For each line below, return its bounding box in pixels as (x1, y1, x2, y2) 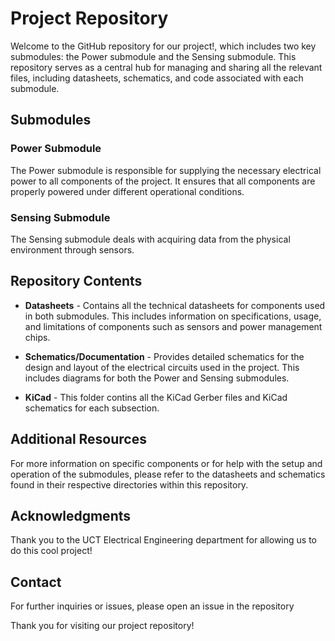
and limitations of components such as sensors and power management (24, 320, 323, 332)
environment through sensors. (10, 243, 135, 256)
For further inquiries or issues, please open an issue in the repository (10, 600, 295, 612)
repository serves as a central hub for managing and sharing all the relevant (10, 61, 323, 73)
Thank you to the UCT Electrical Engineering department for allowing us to (10, 534, 317, 546)
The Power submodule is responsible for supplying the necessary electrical (10, 164, 322, 176)
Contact (10, 573, 62, 591)
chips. (24, 331, 51, 343)
